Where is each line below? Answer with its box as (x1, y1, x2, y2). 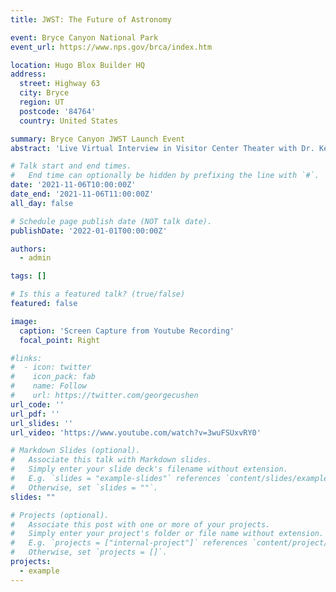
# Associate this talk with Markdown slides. (10, 455, 213, 465)
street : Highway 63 (19, 79, 101, 89)
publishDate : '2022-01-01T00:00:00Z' (10, 226, 168, 236)
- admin (19, 253, 52, 263)
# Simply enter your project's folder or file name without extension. (10, 529, 325, 539)
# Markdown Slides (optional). (10, 446, 141, 456)
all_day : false (10, 198, 74, 208)
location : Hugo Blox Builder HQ (10, 60, 145, 70)
